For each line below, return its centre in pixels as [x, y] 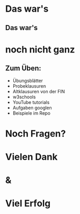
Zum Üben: [23, 69]
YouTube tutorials [31, 102]
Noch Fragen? [36, 133]
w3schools [24, 97]
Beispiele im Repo [32, 113]
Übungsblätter [28, 81]
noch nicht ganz [40, 49]
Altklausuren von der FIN [39, 91]
